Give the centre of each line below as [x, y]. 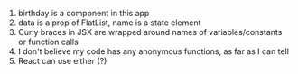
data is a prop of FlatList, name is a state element [109, 23]
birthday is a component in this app [84, 13]
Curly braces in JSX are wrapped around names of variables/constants [150, 32]
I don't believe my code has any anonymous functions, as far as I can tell [153, 51]
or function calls [48, 42]
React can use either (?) [62, 61]
